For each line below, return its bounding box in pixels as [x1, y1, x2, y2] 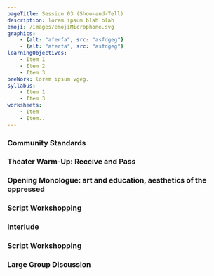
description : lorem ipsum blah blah [7, 17, 114, 24]
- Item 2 [20, 63, 46, 70]
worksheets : [7, 102, 42, 109]
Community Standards [7, 138, 86, 147]
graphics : [7, 29, 36, 37]
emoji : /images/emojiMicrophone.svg [7, 23, 114, 30]
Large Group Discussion [7, 260, 91, 270]
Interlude [7, 222, 39, 232]
